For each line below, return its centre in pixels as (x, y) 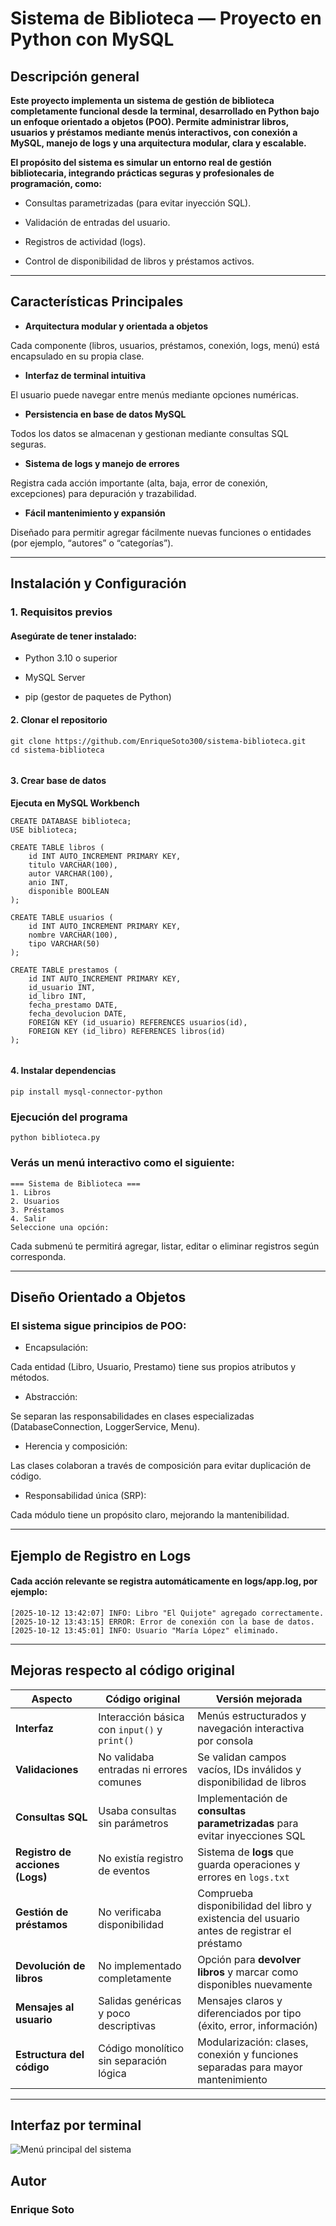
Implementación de (242, 1798)
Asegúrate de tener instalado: (73, 636)
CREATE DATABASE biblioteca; (71, 821)
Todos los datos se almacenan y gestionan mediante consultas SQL (149, 433)
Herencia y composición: (76, 1446)
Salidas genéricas (140, 2000)
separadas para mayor (250, 2067)
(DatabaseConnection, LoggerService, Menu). (105, 1427)
